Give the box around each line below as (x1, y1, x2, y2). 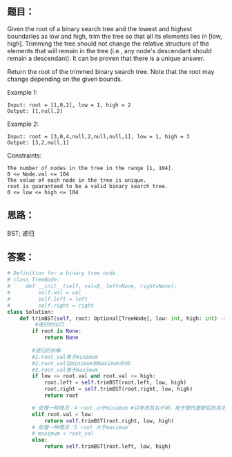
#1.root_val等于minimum (32, 353, 98, 360)
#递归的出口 (35, 321, 64, 328)
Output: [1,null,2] (7, 107, 64, 115)
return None (43, 334, 79, 342)
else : (32, 437, 48, 444)
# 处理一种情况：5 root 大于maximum (32, 424, 128, 431)
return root (43, 392, 79, 399)
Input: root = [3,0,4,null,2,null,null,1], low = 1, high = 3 (7, 133, 190, 140)
